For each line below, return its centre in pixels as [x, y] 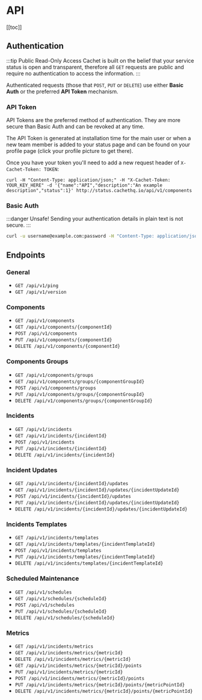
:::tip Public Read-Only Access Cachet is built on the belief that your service [100, 60]
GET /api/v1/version [41, 292]
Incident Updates [32, 470]
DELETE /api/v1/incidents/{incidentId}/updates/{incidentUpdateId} [101, 509]
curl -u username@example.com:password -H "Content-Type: [80, 236]
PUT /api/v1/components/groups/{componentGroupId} [80, 394]
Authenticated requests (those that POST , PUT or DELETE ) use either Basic [95, 85]
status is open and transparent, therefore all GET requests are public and [95, 67]
